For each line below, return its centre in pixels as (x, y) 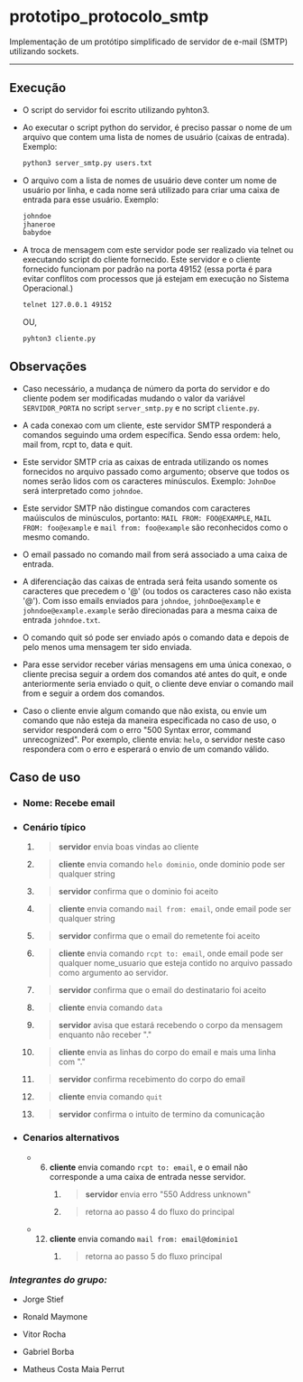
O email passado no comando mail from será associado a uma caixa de (155, 554)
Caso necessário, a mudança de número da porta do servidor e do (146, 388)
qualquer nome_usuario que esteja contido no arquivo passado (175, 963)
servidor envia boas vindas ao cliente (129, 847)
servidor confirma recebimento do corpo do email (151, 1080)
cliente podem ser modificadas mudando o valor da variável (133, 398)
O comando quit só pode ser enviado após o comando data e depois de (156, 637)
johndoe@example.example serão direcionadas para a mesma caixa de (150, 610)
